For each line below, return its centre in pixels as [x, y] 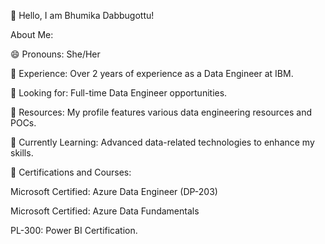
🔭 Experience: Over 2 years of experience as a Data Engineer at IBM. [152, 73]
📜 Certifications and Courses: [71, 172]
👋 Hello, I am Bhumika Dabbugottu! [82, 15]
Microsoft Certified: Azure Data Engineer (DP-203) [114, 191]
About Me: [32, 34]
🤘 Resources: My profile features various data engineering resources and [161, 112]
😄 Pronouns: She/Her [55, 54]
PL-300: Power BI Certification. [74, 230]
